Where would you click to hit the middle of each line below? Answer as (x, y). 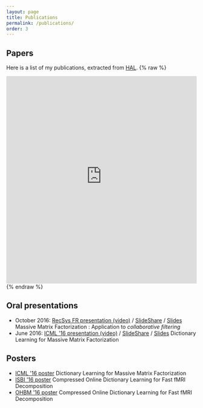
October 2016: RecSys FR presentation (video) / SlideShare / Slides (98, 320)
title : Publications (32, 18)
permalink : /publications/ (40, 23)
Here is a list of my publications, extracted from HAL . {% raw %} (86, 68)
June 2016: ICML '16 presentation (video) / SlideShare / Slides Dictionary (105, 333)
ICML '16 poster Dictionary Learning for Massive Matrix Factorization (101, 373)
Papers (20, 53)
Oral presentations (42, 306)
